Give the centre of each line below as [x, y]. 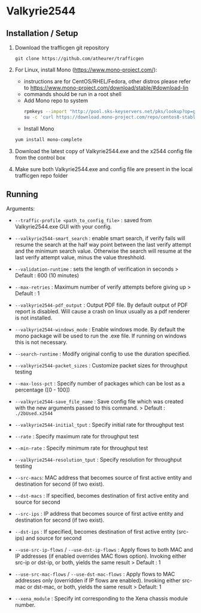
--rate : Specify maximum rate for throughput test [77, 436]
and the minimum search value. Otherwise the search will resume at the [103, 251]
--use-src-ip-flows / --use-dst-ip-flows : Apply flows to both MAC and [104, 550]
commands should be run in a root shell [72, 94]
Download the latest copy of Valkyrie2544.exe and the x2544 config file [103, 151]
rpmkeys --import [45, 112]
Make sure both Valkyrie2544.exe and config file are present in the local [104, 169]
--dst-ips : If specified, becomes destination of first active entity [95, 532]
